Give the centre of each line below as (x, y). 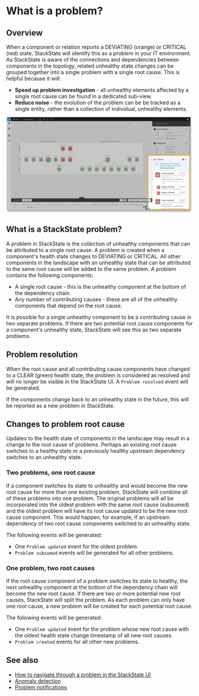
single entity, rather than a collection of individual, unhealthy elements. (101, 109)
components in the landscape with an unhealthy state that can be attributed (98, 263)
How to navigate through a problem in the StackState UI (83, 675)
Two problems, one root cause (51, 472)
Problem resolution (42, 355)
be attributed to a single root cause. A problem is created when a (85, 250)
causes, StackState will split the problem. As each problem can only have (96, 599)
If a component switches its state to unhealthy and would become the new (97, 486)
